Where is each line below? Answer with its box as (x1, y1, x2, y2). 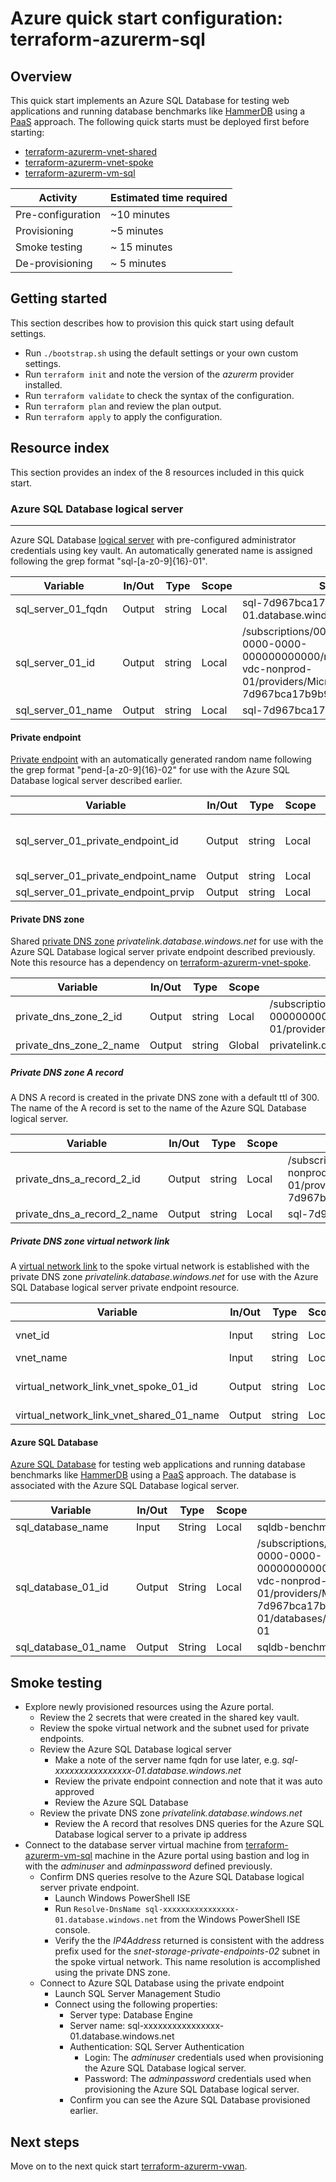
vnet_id (15, 1328, 50, 1342)
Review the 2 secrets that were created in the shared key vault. (39, 1712, 300, 1724)
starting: (10, 127, 45, 138)
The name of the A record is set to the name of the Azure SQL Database (10, 1102, 307, 1114)
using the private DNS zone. (54, 1967, 171, 1979)
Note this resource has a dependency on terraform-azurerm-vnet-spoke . (10, 957, 312, 969)
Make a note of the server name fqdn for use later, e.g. (54, 1754, 280, 1766)
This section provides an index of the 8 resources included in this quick (10, 466, 305, 478)
